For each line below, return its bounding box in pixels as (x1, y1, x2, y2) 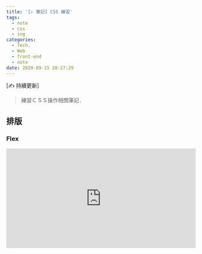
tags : (6, 14, 20, 20)
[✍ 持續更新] (6, 82, 39, 89)
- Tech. (11, 43, 31, 49)
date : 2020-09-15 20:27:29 (6, 64, 74, 71)
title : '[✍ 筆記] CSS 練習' (6, 8, 73, 15)
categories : (6, 37, 36, 43)
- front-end (11, 54, 42, 60)
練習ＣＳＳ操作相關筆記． (20, 97, 85, 104)
